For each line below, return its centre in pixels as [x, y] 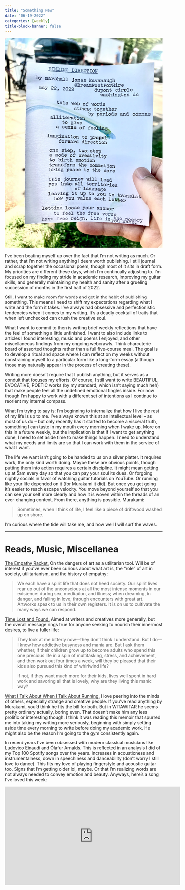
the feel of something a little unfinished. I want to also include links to [76, 333]
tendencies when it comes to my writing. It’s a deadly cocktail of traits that [82, 313]
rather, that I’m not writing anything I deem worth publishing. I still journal [80, 261]
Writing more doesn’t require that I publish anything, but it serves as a [77, 375]
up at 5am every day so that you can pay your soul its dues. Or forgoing [79, 473]
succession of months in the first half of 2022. [53, 288]
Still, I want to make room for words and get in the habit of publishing [76, 297]
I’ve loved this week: [26, 780]
